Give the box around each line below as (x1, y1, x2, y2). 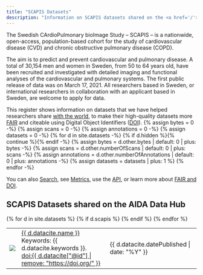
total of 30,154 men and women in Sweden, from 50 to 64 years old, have (6, 62, 189, 70)
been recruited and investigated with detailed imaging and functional (6, 68, 178, 76)
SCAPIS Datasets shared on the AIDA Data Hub (6, 199, 186, 209)
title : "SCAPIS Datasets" (6, 8, 71, 15)
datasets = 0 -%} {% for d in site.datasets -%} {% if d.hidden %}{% (6, 131, 175, 139)
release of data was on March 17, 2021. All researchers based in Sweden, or (6, 81, 195, 88)
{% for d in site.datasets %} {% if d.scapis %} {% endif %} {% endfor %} (6, 215, 188, 222)
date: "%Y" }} (109, 248, 148, 256)
